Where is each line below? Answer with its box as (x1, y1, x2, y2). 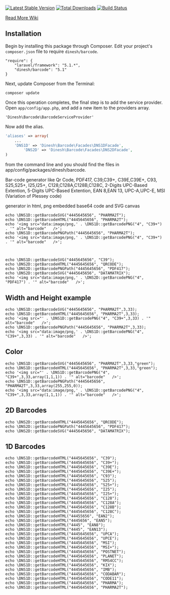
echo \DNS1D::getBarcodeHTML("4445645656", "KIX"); (5, 563, 117, 568)
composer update (5, 90, 40, 95)
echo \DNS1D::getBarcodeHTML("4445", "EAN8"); (5, 523, 106, 528)
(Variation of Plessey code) (5, 193, 62, 199)
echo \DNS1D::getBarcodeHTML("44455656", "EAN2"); (5, 513, 115, 519)
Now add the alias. (5, 123, 44, 129)
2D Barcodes (5, 406, 47, 415)
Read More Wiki (5, 15, 39, 20)
